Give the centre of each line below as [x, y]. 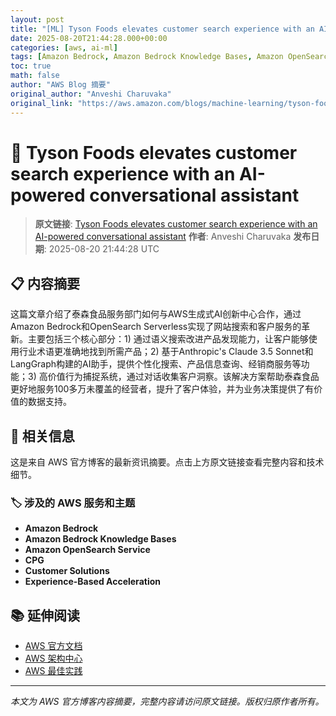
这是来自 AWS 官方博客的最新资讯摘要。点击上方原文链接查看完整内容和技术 [167, 462]
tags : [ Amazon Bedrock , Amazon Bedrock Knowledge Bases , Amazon [147, 57]
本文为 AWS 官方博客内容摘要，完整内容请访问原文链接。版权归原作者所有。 [167, 702]
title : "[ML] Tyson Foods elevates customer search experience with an [162, 29]
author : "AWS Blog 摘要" [60, 85]
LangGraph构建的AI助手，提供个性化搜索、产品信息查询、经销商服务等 [156, 364]
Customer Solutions [67, 571]
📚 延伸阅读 [45, 615]
